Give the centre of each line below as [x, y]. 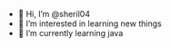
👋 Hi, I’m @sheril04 [54, 14]
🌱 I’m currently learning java [70, 33]
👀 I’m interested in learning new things [90, 23]
